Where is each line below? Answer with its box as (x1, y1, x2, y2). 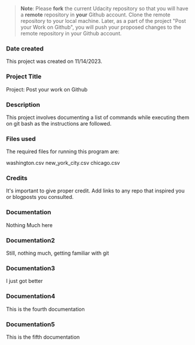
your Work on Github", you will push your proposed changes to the (20, 23, 182, 31)
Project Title (6, 73, 42, 81)
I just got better (6, 278, 43, 285)
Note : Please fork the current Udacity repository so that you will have (20, 5, 189, 12)
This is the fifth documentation (6, 333, 80, 340)
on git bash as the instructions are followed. (6, 120, 112, 127)
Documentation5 (6, 320, 55, 328)
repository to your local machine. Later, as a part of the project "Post (20, 18, 186, 24)
